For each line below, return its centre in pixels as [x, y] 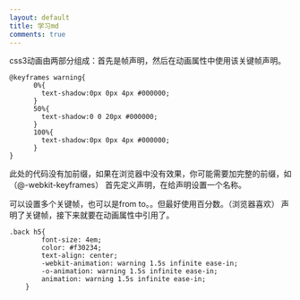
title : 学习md [34, 26]
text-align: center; [80, 256]
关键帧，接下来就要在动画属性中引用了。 [99, 215]
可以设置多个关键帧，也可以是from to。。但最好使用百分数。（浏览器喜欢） [144, 204]
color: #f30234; [72, 248]
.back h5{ [28, 232]
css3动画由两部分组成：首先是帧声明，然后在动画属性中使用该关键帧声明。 [148, 61]
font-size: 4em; [72, 240]
